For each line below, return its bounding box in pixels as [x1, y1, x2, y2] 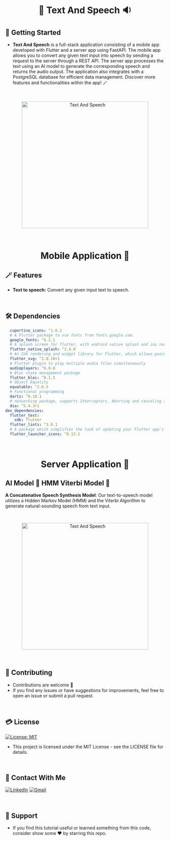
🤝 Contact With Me [5, 773, 66, 782]
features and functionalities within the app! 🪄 [12, 80, 108, 86]
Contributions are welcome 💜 [12, 682, 73, 688]
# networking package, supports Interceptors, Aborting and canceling [10, 398, 162, 404]
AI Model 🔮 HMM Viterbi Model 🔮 [5, 479, 110, 487]
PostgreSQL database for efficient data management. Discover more [12, 74, 156, 80]
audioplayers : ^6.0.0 [10, 365, 56, 371]
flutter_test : [10, 413, 39, 418]
